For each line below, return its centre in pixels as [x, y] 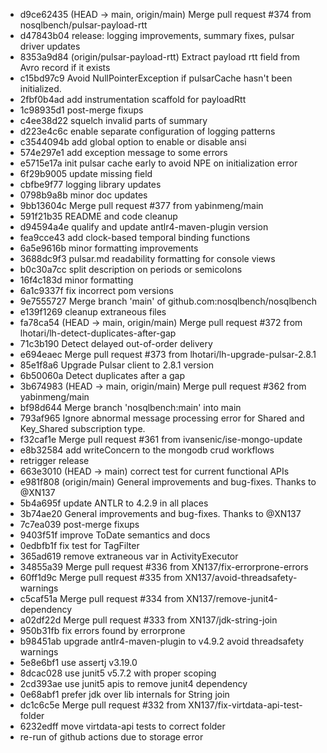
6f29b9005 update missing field [86, 173]
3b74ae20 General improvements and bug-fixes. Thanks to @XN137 [160, 513]
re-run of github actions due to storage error [111, 737]
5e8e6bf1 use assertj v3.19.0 [78, 662]
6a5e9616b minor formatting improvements [109, 248]
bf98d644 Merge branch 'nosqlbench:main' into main [130, 407]
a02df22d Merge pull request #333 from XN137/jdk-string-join [148, 620]
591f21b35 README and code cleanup [98, 216]
